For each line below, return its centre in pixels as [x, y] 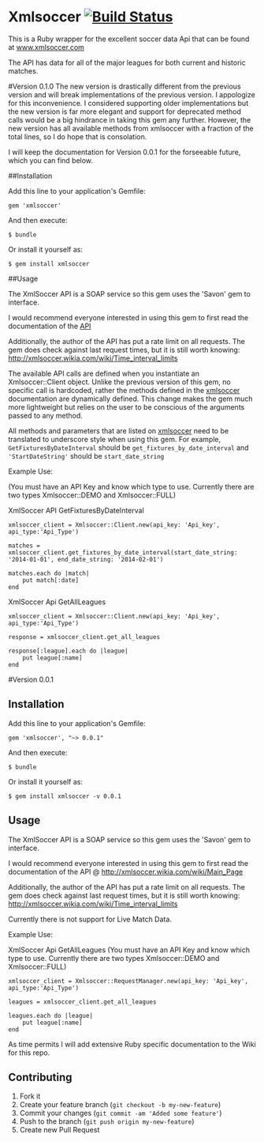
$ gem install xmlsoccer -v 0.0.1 [65, 796]
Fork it [30, 1096]
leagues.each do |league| [50, 1015]
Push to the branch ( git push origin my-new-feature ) [107, 1121]
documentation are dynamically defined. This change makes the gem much [131, 399]
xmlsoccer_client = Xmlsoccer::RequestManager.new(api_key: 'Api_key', [128, 981]
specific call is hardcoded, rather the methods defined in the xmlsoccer [124, 390]
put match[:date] [51, 580]
